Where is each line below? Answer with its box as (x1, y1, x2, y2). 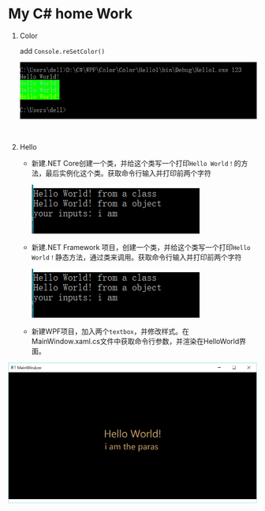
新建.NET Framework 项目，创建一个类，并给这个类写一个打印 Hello (31, 242, 251, 252)
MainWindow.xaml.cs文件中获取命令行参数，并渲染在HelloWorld (31, 336, 240, 346)
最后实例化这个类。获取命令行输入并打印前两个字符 (45, 168, 211, 178)
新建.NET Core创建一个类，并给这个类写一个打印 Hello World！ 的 (31, 158, 242, 168)
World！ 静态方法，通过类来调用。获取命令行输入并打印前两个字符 (31, 252, 242, 262)
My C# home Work (8, 5, 132, 23)
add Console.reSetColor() (19, 46, 105, 55)
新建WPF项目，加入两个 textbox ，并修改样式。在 (31, 326, 189, 336)
